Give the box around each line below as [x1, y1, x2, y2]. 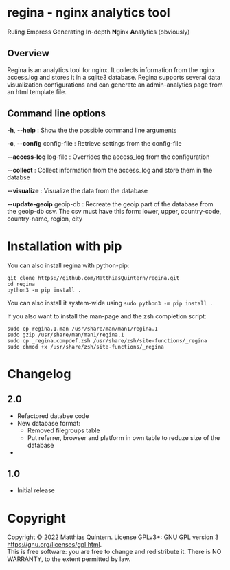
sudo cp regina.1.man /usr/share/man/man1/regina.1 [7, 325, 158, 332]
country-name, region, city [7, 215, 83, 223]
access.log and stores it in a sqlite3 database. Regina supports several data [7, 73, 221, 81]
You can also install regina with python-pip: [7, 261, 130, 270]
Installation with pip [7, 239, 122, 254]
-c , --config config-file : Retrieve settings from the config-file [7, 139, 182, 147]
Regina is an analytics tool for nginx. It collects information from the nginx [7, 65, 216, 74]
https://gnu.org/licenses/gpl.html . [7, 540, 102, 549]
